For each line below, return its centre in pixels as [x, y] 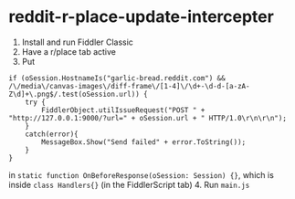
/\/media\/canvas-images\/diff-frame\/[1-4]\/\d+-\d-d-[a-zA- [129, 86]
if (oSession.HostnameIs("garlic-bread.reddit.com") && [117, 78]
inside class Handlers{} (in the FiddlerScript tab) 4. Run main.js [129, 184]
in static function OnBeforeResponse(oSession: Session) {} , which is [142, 174]
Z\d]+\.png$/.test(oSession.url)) [74, 94]
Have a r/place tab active [68, 51]
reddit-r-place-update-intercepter [142, 17]
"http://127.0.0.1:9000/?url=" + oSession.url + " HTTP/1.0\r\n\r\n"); [147, 118]
